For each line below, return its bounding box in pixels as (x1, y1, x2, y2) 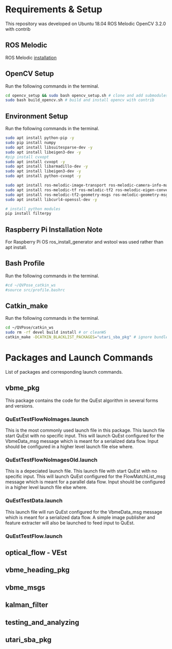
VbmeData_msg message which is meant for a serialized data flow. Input (5, 438, 159, 444)
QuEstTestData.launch (5, 497, 63, 504)
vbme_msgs (5, 583, 46, 592)
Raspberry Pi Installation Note (5, 225, 103, 234)
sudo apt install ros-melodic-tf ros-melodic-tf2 (5, 187, 114, 193)
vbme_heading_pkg (5, 565, 70, 575)
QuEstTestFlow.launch (5, 532, 63, 539)
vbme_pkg (5, 383, 40, 393)
